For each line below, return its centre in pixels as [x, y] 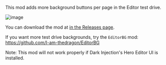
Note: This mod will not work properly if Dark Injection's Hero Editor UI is [82, 52]
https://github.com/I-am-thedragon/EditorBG [53, 42]
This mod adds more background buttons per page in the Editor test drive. [84, 7]
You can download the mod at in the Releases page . [60, 27]
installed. [15, 58]
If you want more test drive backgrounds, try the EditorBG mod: [72, 37]
